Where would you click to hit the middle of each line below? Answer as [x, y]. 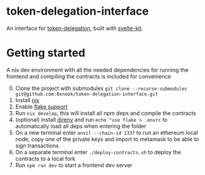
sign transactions [37, 146]
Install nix [27, 100]
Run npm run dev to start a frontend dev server [74, 165]
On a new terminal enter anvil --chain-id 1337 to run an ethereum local [106, 132]
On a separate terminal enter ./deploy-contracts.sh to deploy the [98, 152]
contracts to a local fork [45, 158]
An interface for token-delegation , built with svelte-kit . [75, 28]
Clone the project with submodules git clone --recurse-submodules [101, 88]
